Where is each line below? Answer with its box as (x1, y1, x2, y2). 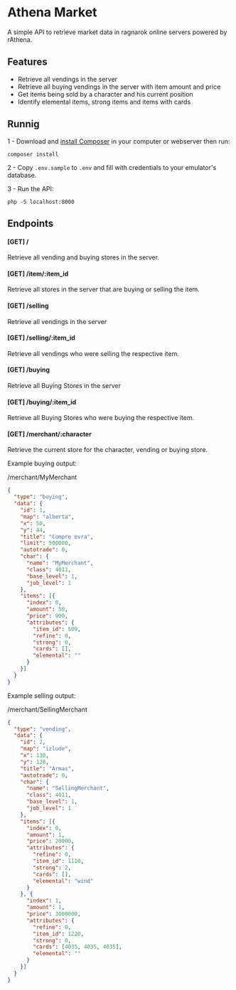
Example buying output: (7, 459, 77, 468)
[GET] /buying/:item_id (7, 397, 77, 406)
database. (7, 171, 37, 179)
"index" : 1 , (26, 897, 62, 905)
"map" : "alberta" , (20, 513, 75, 520)
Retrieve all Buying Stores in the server (7, 381, 121, 389)
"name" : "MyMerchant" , (26, 559, 94, 566)
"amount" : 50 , (26, 606, 69, 613)
